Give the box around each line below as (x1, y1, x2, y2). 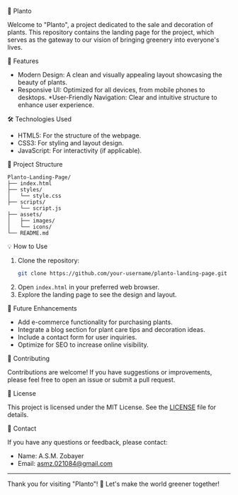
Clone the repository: (17, 256, 80, 265)
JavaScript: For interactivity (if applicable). (17, 146, 142, 155)
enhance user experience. (17, 101, 94, 109)
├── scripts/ (7, 199, 46, 206)
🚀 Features (7, 57, 39, 65)
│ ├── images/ (7, 217, 55, 224)
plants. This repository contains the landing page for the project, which (7, 28, 215, 36)
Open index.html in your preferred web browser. (17, 282, 160, 291)
